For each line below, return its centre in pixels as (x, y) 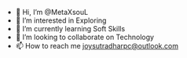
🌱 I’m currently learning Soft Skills (70, 29)
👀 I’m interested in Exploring (61, 20)
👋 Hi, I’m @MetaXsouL (52, 12)
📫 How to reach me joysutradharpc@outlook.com (97, 46)
